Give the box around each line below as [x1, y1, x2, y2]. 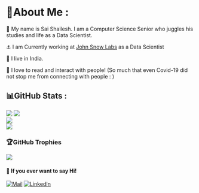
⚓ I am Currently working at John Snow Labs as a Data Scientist [6, 43, 164, 50]
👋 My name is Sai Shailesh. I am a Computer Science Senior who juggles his [6, 25, 194, 32]
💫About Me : [6, 5, 69, 19]
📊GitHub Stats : [6, 91, 68, 101]
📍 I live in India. [6, 55, 44, 62]
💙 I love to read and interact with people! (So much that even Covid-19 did [6, 66, 188, 74]
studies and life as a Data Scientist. [6, 31, 93, 38]
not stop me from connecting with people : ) [6, 73, 115, 80]
